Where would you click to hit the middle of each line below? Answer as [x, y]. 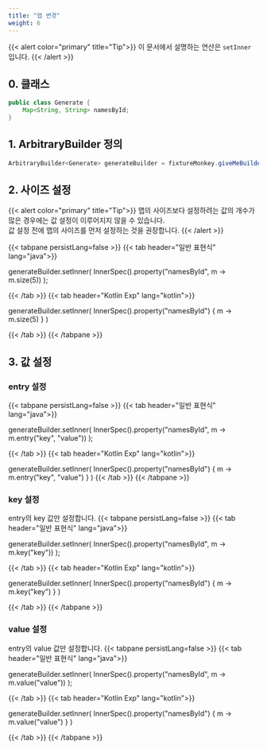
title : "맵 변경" [35, 16]
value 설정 [28, 629]
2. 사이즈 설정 [40, 190]
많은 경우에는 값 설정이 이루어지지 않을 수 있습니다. [87, 220]
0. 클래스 [29, 84]
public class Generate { [49, 103]
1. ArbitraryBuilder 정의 [66, 144]
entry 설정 [27, 387]
